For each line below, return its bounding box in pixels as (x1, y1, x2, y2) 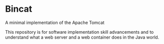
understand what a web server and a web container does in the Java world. (5, 34, 160, 40)
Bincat (5, 3, 32, 15)
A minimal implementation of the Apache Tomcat (5, 20, 105, 25)
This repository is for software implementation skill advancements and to (5, 29, 154, 35)
